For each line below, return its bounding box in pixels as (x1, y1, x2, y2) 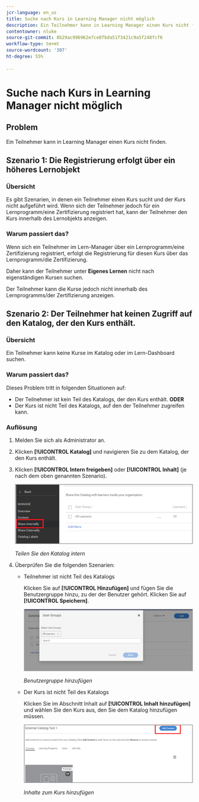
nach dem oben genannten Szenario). (14, 472, 107, 479)
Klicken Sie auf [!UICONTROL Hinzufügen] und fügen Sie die (23, 584, 174, 592)
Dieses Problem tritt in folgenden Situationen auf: (6, 384, 126, 391)
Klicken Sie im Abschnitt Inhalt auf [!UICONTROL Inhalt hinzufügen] (23, 700, 191, 707)
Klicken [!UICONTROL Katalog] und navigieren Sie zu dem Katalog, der (14, 448, 190, 455)
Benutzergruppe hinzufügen (23, 677, 93, 684)
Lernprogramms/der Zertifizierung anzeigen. (6, 291, 115, 298)
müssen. (23, 713, 45, 720)
